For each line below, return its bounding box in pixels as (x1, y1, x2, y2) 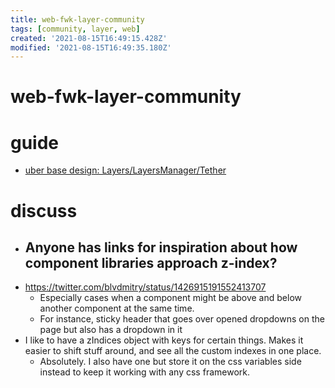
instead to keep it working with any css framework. (39, 366, 250, 378)
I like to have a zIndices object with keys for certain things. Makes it (24, 334, 304, 346)
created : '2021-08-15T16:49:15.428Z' (10, 33, 168, 43)
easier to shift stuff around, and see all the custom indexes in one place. (24, 345, 322, 357)
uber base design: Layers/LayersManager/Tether (24, 164, 227, 176)
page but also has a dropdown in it (39, 324, 183, 336)
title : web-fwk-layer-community (10, 14, 145, 25)
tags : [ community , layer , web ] (10, 24, 141, 34)
